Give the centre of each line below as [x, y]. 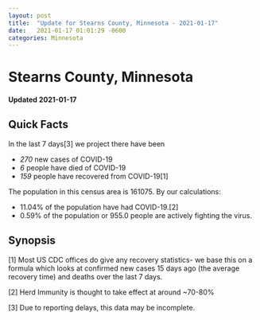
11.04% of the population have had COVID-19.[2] [99, 207]
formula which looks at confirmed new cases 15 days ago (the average [124, 268]
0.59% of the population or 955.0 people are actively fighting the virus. [136, 215]
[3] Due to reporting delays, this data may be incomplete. [102, 307]
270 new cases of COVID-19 [66, 159]
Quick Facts [39, 125]
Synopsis [32, 241]
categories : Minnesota [46, 38]
